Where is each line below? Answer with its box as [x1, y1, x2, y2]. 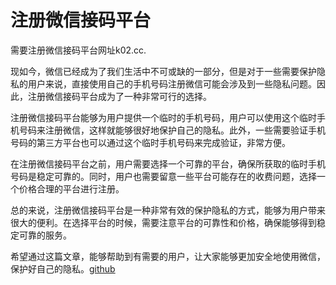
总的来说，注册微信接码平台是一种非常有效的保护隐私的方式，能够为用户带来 [10, 204, 326, 216]
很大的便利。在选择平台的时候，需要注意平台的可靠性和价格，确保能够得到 [10, 216, 317, 228]
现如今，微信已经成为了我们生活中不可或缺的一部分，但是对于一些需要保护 [10, 65, 317, 77]
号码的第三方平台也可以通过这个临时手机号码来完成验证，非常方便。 [10, 136, 291, 148]
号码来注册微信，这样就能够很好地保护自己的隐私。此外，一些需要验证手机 [18, 124, 326, 136]
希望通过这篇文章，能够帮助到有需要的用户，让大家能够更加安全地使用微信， [10, 250, 326, 262]
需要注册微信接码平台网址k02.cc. [10, 44, 147, 56]
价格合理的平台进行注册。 [18, 182, 125, 195]
